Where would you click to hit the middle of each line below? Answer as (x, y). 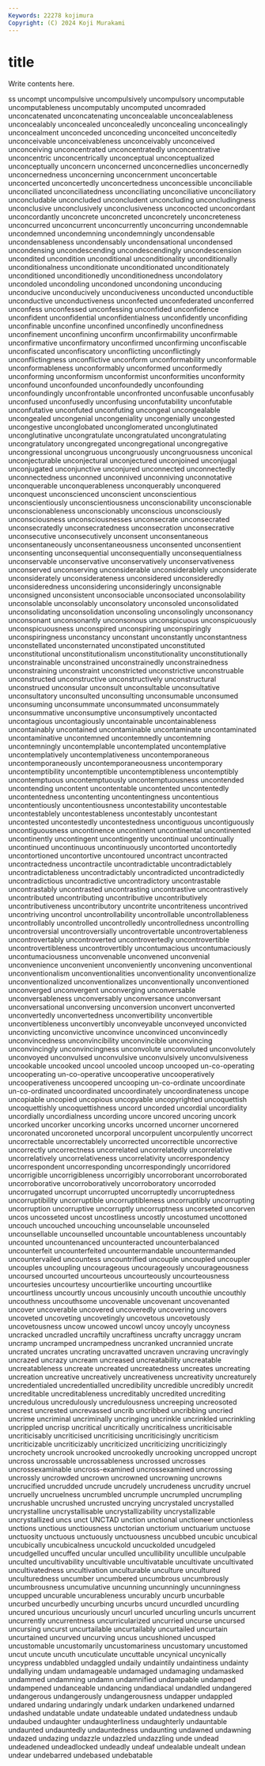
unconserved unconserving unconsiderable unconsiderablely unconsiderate (132, 570)
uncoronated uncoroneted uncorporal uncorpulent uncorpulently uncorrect (131, 1133)
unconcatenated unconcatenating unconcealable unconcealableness (121, 116)
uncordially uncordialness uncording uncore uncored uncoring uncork (122, 1116)
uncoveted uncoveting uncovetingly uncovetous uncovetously (110, 1318)
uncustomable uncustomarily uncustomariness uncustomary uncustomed (128, 1646)
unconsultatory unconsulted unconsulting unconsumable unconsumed (123, 696)
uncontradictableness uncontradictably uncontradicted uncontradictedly (127, 873)
